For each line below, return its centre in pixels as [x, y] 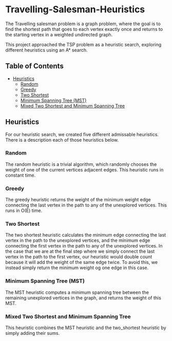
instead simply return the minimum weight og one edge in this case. [77, 268]
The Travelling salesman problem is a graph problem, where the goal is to [83, 24]
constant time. [21, 175]
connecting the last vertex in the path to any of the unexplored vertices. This [86, 205]
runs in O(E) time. [24, 211]
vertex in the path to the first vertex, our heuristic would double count [79, 257]
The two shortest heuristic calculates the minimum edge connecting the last [85, 235]
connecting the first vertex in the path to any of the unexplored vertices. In [84, 246]
